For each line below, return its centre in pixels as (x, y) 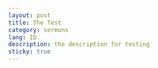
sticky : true (30, 52)
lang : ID (23, 37)
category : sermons (38, 30)
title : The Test (35, 23)
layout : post (30, 15)
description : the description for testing (79, 45)
